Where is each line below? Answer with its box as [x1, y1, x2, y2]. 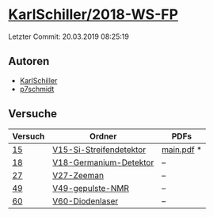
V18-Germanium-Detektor [52, 157, 154, 168]
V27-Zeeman [52, 169, 105, 181]
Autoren [8, 55, 50, 68]
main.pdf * [161, 144, 202, 155]
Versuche [8, 107, 58, 120]
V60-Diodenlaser [52, 196, 119, 207]
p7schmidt [19, 84, 55, 93]
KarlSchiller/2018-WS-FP [8, 6, 179, 24]
